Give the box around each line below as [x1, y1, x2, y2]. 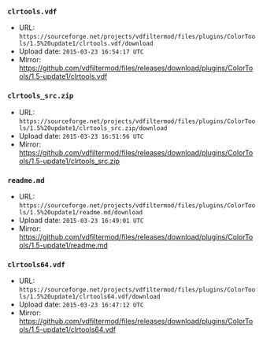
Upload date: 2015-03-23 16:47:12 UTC [18, 299, 144, 310]
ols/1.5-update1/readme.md [18, 240, 108, 250]
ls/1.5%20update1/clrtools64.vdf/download [18, 293, 161, 301]
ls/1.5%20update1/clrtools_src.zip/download [18, 124, 168, 132]
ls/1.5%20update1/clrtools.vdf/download [18, 39, 154, 48]
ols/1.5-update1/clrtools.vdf [18, 72, 108, 81]
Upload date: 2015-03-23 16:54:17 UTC [18, 46, 144, 56]
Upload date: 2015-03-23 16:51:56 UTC [18, 131, 144, 140]
